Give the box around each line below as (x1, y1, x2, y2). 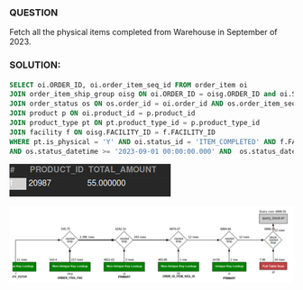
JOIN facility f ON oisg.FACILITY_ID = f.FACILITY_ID (9, 128, 216, 137)
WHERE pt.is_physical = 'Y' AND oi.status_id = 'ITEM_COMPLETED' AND (9, 137, 277, 146)
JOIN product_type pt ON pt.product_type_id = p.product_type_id (9, 119, 260, 128)
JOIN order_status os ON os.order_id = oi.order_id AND (9, 99, 224, 109)
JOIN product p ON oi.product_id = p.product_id (9, 109, 196, 118)
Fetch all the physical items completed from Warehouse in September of (9, 27, 278, 38)
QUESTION (9, 6, 59, 19)
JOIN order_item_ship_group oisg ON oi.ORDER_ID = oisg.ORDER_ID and (9, 90, 277, 99)
